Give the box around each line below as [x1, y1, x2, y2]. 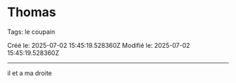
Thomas [7, 4, 56, 20]
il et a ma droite [7, 68, 53, 77]
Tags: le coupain [7, 27, 55, 36]
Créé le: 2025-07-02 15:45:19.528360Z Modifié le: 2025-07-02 [7, 41, 190, 49]
